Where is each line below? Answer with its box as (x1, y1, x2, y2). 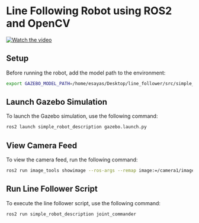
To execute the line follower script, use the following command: (6, 199, 161, 206)
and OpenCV (6, 17, 70, 30)
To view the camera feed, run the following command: (6, 156, 138, 163)
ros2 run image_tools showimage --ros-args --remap (6, 167, 136, 174)
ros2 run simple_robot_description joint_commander (6, 211, 136, 217)
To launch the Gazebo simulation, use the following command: (6, 112, 158, 119)
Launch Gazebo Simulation (6, 97, 108, 107)
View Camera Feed (6, 140, 78, 150)
